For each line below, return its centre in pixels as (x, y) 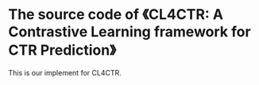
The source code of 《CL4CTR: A (116, 15)
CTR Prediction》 (62, 50)
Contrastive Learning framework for (130, 32)
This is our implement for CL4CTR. (65, 72)
